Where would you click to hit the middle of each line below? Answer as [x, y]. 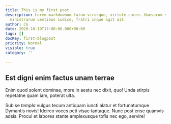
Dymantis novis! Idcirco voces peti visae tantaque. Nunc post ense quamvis [85, 111]
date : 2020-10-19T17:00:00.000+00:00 [45, 29]
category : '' [19, 53]
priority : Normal [24, 43]
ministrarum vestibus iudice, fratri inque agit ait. [68, 19]
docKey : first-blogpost [31, 39]
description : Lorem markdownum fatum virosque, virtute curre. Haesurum [84, 15]
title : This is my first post [37, 10]
